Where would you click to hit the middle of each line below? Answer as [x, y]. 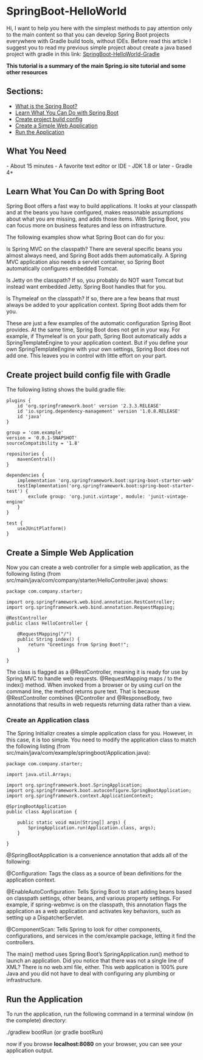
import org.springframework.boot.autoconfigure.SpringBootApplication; [99, 791]
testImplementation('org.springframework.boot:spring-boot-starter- [106, 486]
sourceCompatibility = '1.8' [43, 443]
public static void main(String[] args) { [72, 823]
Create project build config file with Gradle [88, 375]
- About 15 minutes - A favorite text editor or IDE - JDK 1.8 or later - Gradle [99, 166]
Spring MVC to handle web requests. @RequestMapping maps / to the [94, 678]
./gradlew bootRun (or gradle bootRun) [55, 1032]
